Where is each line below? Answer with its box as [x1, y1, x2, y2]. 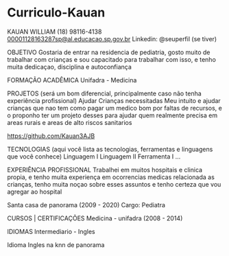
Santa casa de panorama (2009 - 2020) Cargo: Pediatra [7, 200, 166, 209]
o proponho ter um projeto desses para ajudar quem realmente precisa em [7, 111, 218, 119]
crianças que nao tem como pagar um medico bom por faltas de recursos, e [7, 104, 223, 112]
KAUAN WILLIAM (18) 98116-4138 [7, 27, 102, 36]
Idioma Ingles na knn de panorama [7, 240, 105, 248]
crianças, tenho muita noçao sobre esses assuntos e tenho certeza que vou [7, 180, 221, 188]
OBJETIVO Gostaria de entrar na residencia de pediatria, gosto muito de [7, 48, 210, 56]
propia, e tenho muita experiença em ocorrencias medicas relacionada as [7, 173, 215, 181]
